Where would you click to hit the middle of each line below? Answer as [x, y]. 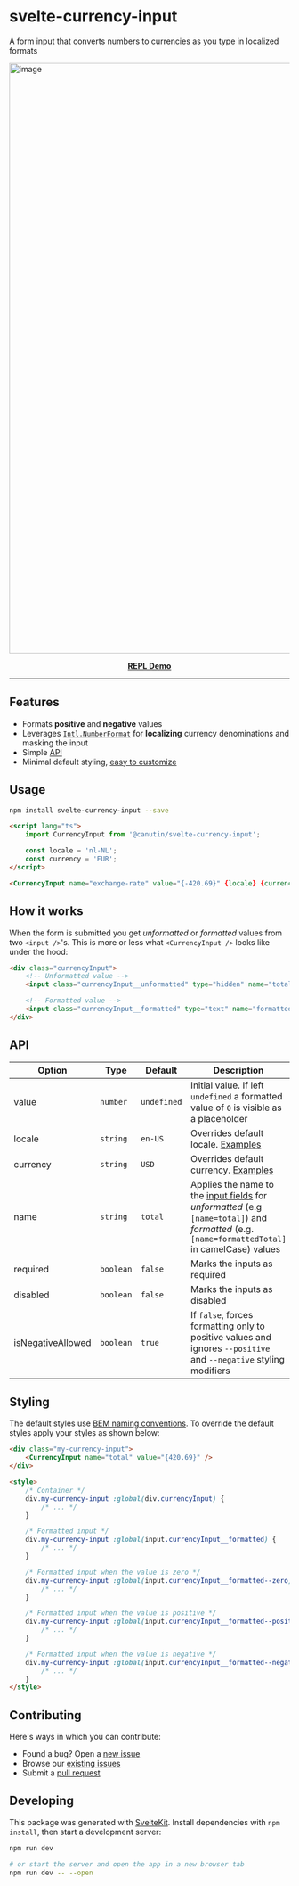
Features [34, 702]
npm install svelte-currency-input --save [89, 810]
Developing [41, 1801]
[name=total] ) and [229, 1217]
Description [238, 1070]
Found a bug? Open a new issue [81, 1754]
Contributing [45, 1715]
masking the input [55, 743]
